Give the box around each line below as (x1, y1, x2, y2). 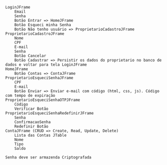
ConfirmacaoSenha (14, 120, 51, 125)
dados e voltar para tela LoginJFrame (5, 62, 87, 67)
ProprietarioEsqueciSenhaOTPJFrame (5, 97, 80, 102)
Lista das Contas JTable (14, 133, 67, 138)
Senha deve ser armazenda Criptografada (5, 155, 92, 160)
